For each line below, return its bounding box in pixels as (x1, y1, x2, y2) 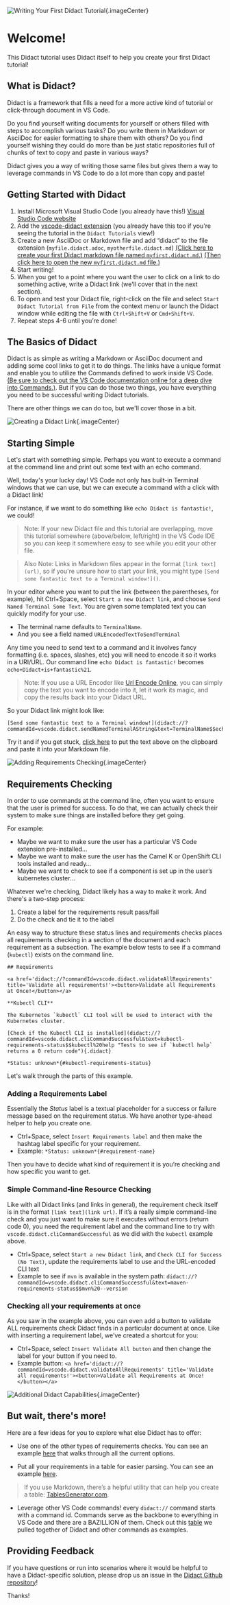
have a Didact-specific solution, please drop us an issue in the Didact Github (7, 1571, 223, 1579)
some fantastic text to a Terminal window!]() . (23, 574, 161, 583)
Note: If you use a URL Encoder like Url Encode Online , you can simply (23, 679, 223, 687)
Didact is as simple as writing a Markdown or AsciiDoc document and (7, 354, 203, 363)
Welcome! (7, 31, 66, 46)
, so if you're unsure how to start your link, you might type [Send (39, 567, 220, 576)
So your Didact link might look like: (7, 707, 105, 715)
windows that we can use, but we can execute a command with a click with (7, 484, 220, 492)
